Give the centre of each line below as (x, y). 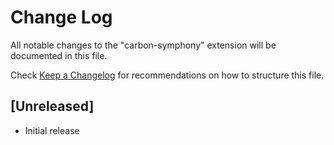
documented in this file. (59, 55)
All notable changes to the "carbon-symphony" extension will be (143, 45)
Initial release (52, 130)
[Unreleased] (52, 106)
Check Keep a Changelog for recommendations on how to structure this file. (167, 75)
